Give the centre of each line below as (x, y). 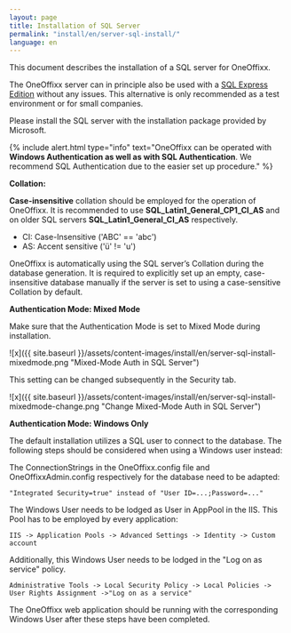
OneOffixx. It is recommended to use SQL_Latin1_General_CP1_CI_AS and (145, 211)
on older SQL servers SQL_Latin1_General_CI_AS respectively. (123, 220)
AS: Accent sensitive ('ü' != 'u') (79, 246)
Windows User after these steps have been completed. (110, 620)
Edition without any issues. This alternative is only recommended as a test (144, 94)
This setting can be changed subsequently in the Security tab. (123, 380)
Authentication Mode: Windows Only (79, 424)
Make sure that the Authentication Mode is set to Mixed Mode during (135, 326)
